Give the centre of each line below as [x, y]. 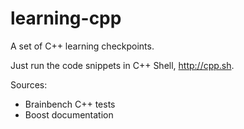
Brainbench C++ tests [70, 104]
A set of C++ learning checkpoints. [82, 46]
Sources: [29, 84]
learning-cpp [66, 18]
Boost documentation [69, 114]
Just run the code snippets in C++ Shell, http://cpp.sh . [122, 65]
